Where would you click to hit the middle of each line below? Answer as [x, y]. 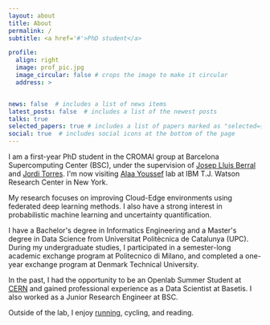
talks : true [28, 119]
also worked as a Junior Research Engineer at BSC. [93, 297]
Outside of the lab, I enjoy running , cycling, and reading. [101, 313]
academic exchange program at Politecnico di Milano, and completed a [126, 256]
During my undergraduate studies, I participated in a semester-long [120, 247]
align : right [37, 60]
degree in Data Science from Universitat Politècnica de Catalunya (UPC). [129, 239]
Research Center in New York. [58, 182]
